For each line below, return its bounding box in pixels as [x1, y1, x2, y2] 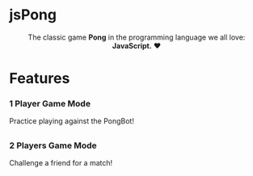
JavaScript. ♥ [112, 40, 162, 50]
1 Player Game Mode [9, 98, 91, 110]
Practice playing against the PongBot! [9, 116, 134, 126]
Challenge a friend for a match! [9, 158, 113, 168]
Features [9, 69, 70, 88]
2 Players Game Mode [9, 140, 98, 151]
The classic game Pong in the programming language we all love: [27, 32, 246, 42]
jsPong [9, 6, 57, 24]
